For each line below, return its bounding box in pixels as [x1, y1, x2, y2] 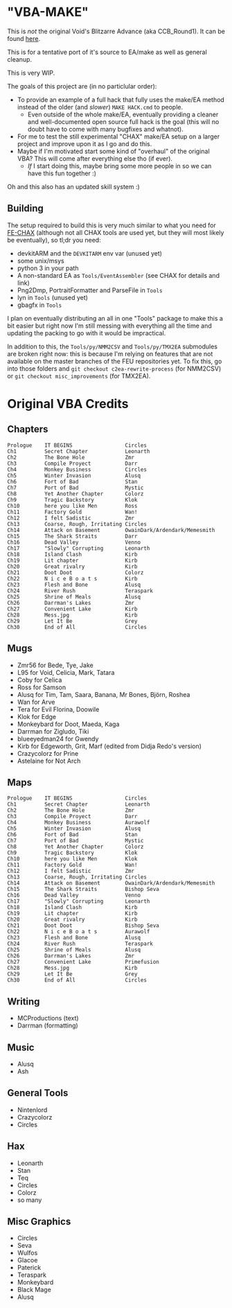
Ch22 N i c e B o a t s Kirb [7, 575, 138, 582]
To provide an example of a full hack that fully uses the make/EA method [17, 95, 225, 104]
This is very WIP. [7, 69, 55, 77]
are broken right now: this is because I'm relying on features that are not [7, 349, 213, 357]
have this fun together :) [27, 169, 97, 177]
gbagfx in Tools [17, 301, 62, 309]
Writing [7, 996, 40, 1007]
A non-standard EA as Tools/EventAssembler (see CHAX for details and [17, 271, 220, 279]
